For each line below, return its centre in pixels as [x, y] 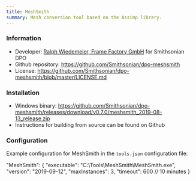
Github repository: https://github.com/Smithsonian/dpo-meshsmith [97, 64]
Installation [23, 93]
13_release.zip [33, 118]
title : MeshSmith [28, 12]
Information [24, 38]
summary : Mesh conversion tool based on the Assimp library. [84, 17]
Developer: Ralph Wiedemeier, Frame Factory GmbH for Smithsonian [99, 51]
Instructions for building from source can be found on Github [90, 125]
